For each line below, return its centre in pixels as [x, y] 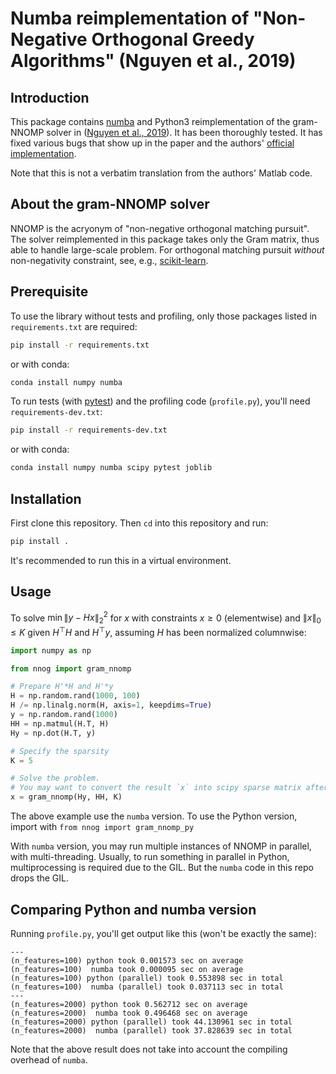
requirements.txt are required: [74, 326]
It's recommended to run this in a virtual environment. [121, 560]
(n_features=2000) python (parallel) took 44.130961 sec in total [151, 1022]
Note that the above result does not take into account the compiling [149, 1049]
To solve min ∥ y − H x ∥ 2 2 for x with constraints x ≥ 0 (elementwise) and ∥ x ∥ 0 [166, 618]
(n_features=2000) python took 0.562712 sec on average [129, 1004]
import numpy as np [51, 650]
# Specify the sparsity [60, 751]
